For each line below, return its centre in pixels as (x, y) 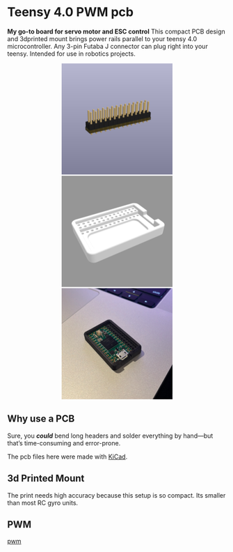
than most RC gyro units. (43, 503)
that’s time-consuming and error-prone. (64, 443)
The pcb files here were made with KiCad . (67, 457)
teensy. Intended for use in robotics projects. (71, 54)
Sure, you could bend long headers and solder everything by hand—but (110, 436)
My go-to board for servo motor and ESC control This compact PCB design (116, 31)
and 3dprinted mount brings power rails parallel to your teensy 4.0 (102, 38)
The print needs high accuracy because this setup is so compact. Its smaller (116, 495)
